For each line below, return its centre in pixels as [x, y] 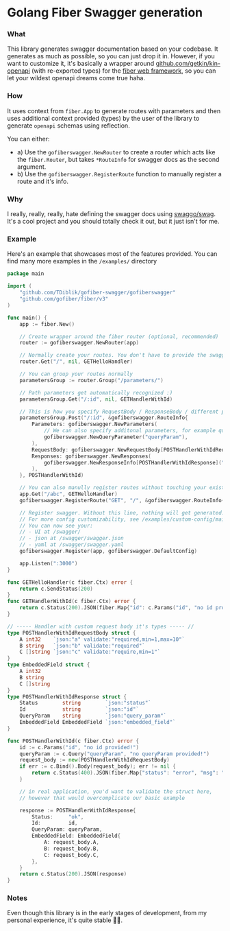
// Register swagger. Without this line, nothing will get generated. [122, 512]
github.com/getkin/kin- [188, 64]
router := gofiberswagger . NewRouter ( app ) [79, 343]
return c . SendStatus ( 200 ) [56, 589]
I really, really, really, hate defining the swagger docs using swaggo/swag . [111, 214]
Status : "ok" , [58, 817]
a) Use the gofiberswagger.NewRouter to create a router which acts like [116, 152]
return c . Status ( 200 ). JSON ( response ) [73, 874]
